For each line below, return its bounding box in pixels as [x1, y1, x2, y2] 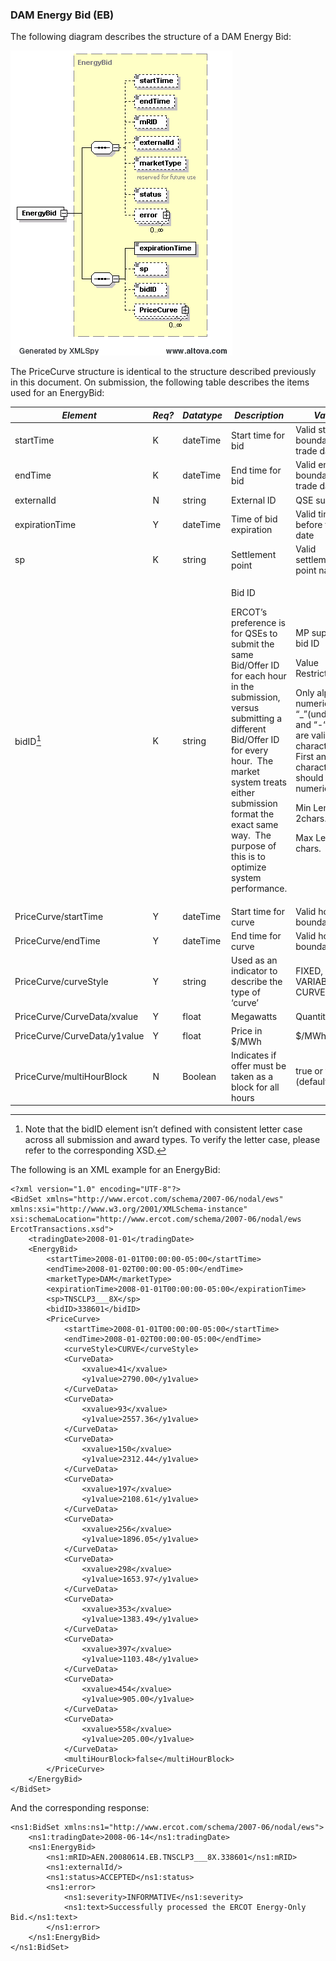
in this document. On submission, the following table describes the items [10, 376, 310, 388]
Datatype [182, 409, 223, 421]
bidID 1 [14, 734, 42, 748]
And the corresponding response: [10, 1802, 150, 1814]
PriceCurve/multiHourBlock [14, 1070, 128, 1082]
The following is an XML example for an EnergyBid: [10, 1164, 221, 1176]
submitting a [231, 713, 283, 725]
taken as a [231, 1070, 274, 1082]
